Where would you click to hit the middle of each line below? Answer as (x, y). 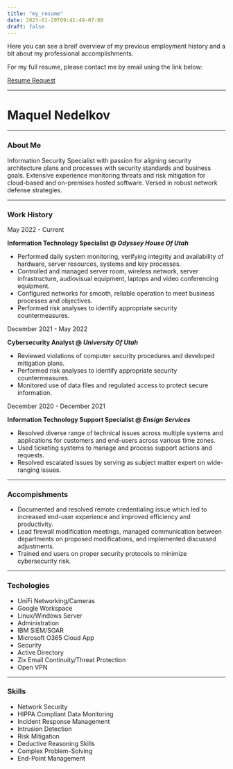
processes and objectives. (55, 301)
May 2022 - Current (36, 229)
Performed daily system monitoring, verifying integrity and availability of (120, 256)
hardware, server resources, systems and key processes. (99, 264)
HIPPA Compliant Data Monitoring (65, 714)
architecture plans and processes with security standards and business (109, 168)
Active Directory (41, 652)
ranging (28, 470)
